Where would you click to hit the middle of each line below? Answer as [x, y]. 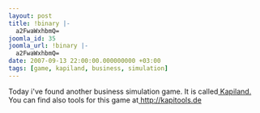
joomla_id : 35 [32, 38]
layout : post [30, 16]
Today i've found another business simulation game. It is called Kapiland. [130, 91]
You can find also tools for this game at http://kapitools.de [105, 100]
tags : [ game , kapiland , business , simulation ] [88, 69]
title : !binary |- [39, 23]
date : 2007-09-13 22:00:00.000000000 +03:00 [85, 61]
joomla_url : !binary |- [49, 46]
